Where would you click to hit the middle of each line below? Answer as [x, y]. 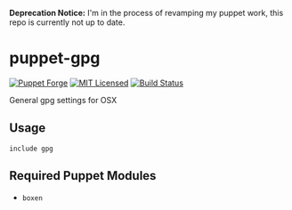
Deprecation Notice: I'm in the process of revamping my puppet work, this [146, 13]
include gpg [31, 149]
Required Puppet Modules [83, 176]
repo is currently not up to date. [67, 22]
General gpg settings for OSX [63, 100]
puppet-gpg [55, 58]
